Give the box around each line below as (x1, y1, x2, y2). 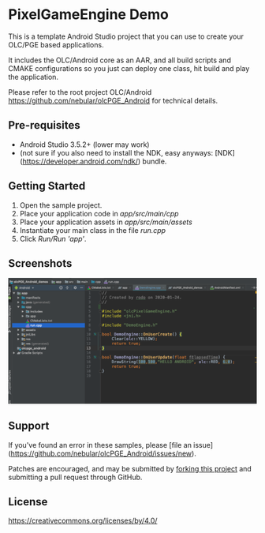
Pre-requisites (8, 118, 80, 132)
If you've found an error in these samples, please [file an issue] (8, 440, 214, 449)
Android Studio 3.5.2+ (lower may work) (19, 140, 150, 149)
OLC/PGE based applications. (8, 39, 104, 49)
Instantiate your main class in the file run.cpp (19, 225, 166, 235)
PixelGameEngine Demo (8, 6, 170, 24)
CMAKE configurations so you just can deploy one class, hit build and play (8, 63, 250, 73)
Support (8, 419, 50, 433)
